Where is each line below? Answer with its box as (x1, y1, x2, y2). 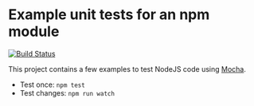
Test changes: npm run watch (19, 88, 115, 97)
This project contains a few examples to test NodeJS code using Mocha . (8, 64, 247, 73)
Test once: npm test (19, 80, 85, 89)
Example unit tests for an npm (8, 6, 210, 24)
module (8, 22, 60, 41)
